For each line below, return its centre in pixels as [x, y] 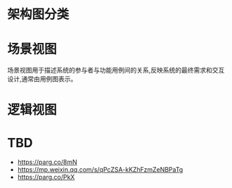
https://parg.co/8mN [47, 162]
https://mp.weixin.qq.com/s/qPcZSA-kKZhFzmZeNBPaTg [100, 170]
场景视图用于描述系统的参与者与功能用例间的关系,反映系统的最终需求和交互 [116, 70]
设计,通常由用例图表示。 [42, 79]
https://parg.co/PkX [46, 177]
